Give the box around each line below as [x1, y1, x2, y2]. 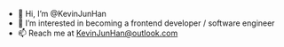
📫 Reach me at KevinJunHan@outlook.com [17, 27, 178, 38]
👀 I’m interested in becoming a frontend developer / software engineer [17, 18, 275, 28]
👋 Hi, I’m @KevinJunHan [17, 9, 106, 19]
